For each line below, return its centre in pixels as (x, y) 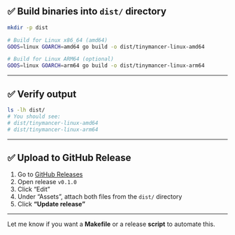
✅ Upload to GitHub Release (69, 157)
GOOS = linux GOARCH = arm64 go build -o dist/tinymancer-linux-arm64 (106, 66)
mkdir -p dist (28, 27)
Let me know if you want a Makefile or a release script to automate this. (111, 224)
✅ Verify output (42, 94)
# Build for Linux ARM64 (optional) (60, 59)
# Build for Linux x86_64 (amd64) (58, 40)
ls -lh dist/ (26, 110)
